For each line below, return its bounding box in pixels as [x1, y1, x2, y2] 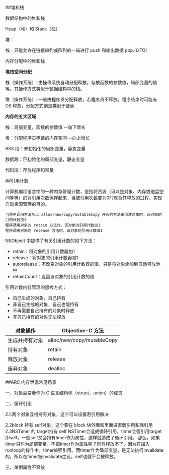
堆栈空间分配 [5, 69, 32, 75]
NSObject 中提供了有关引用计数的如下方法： [5, 237, 97, 244]
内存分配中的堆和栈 [5, 58, 45, 64]
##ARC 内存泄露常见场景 [5, 379, 57, 385]
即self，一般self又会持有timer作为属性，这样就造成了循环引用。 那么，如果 [5, 435, 160, 440]
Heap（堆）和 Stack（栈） [5, 26, 60, 32]
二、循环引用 [5, 400, 32, 406]
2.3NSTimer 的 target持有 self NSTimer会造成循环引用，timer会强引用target [5, 428, 162, 434]
